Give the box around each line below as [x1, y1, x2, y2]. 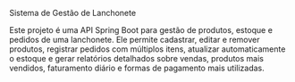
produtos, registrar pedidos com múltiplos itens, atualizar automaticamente [9, 44, 286, 54]
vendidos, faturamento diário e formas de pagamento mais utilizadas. [9, 62, 265, 73]
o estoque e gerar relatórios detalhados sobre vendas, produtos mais [9, 53, 264, 63]
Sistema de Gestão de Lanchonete [9, 8, 137, 18]
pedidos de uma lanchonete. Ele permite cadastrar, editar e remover [9, 35, 260, 45]
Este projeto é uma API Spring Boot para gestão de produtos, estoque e [9, 25, 273, 35]
